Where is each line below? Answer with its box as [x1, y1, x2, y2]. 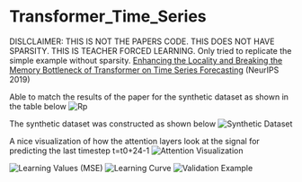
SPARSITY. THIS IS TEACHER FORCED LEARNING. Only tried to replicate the [9, 45, 292, 56]
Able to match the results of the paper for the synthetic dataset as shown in [9, 91, 289, 102]
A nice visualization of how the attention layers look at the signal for [9, 135, 261, 146]
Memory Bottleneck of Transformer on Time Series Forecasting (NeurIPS [9, 65, 280, 75]
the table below [9, 100, 67, 111]
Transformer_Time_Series [9, 6, 207, 27]
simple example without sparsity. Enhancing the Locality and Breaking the [9, 55, 283, 65]
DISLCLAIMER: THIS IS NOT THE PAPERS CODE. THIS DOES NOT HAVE [9, 36, 275, 47]
